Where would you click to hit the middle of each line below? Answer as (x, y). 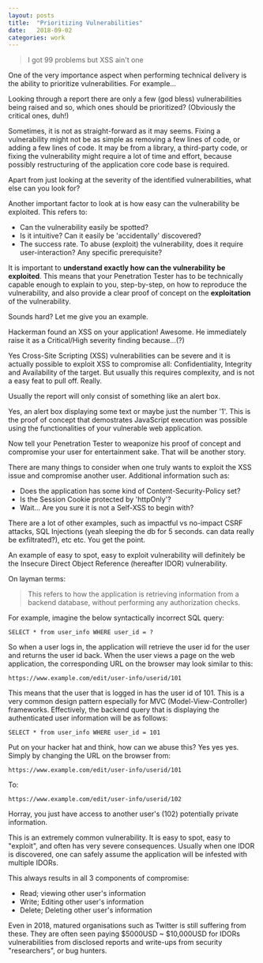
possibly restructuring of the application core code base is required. (119, 165)
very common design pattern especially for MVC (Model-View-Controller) (128, 702)
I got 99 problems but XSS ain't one (85, 60)
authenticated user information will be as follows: (88, 718)
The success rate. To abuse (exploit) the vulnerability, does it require (131, 244)
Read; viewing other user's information (83, 893)
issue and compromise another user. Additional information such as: (119, 476)
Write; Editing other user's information (82, 902)
